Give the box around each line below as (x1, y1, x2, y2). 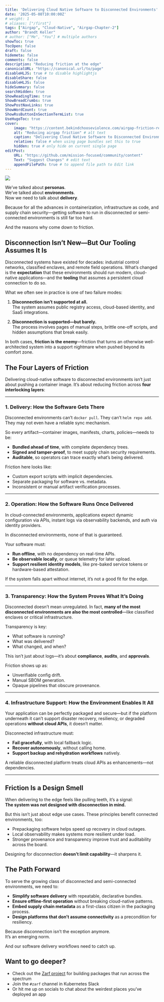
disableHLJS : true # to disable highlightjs (5, 71, 97, 76)
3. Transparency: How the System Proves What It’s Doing (5, 593, 143, 599)
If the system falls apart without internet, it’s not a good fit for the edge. (5, 576, 148, 582)
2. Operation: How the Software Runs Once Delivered (5, 501, 133, 507)
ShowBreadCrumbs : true (5, 98, 51, 103)
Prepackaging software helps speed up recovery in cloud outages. (12, 826, 146, 832)
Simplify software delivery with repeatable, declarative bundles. (12, 893, 143, 899)
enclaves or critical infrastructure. (5, 614, 73, 620)
